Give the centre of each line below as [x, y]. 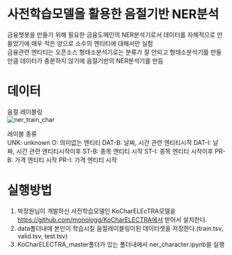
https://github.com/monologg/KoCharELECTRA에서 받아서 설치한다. [112, 220]
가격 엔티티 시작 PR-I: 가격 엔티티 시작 [66, 159]
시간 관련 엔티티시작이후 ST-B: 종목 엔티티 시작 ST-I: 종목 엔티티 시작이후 [115, 151]
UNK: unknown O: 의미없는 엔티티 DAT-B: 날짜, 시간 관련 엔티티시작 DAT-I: [109, 142]
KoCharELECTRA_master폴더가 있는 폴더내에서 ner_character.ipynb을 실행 [121, 244]
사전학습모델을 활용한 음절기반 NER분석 [113, 14]
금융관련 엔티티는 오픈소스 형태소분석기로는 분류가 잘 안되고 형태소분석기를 [108, 52]
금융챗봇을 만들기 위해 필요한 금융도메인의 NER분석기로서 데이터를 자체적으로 [111, 35]
